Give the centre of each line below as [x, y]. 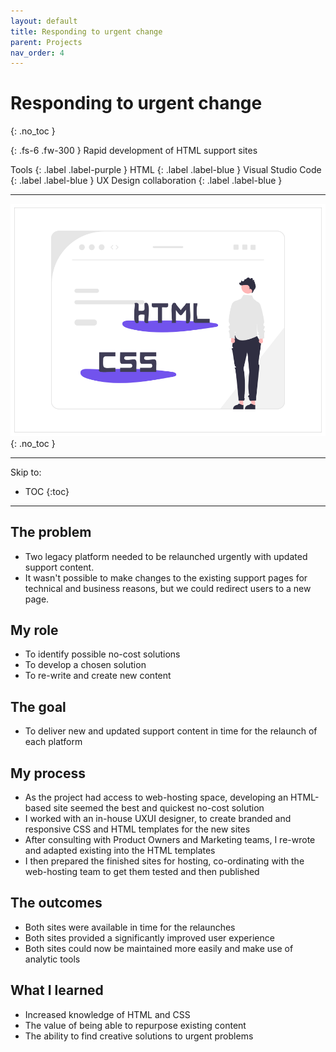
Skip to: [26, 472]
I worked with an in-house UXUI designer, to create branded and [158, 819]
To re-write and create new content [98, 676]
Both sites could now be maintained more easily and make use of [159, 948]
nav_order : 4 [37, 53]
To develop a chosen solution [85, 665]
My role [34, 630]
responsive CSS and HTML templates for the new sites [137, 829]
